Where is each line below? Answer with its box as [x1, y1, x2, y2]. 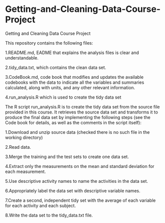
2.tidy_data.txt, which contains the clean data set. [5, 64, 107, 70]
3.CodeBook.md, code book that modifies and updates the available [5, 74, 144, 80]
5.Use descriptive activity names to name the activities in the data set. [5, 178, 149, 184]
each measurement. [5, 168, 46, 174]
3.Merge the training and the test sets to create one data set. [5, 154, 129, 160]
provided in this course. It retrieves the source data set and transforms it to [5, 109, 159, 115]
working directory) [5, 134, 43, 140]
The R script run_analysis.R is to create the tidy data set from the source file [5, 104, 160, 110]
